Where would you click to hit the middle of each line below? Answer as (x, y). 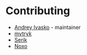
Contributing (38, 11)
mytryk (23, 33)
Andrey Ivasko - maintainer (47, 27)
